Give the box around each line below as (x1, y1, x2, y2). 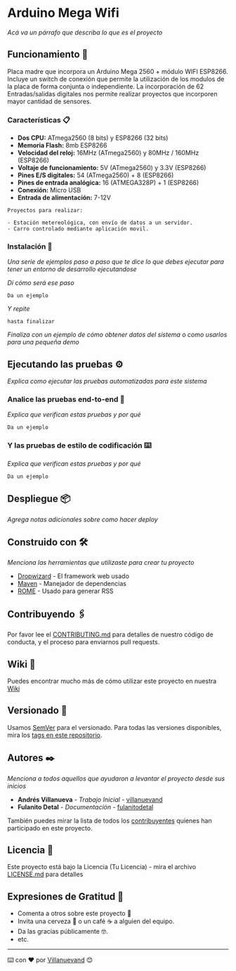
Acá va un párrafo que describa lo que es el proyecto (7, 28, 163, 37)
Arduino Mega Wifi (7, 5, 119, 21)
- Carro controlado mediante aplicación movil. (7, 226, 150, 233)
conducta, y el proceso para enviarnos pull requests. (7, 638, 160, 646)
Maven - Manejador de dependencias (17, 580, 126, 588)
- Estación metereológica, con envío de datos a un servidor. (7, 219, 193, 226)
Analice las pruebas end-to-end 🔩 (7, 395, 125, 405)
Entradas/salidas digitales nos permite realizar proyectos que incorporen (7, 89, 218, 98)
